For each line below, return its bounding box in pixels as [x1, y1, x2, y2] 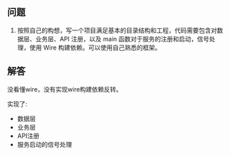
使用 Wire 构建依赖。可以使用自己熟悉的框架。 [29, 43, 162, 52]
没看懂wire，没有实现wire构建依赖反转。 [7, 85, 123, 93]
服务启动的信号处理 [17, 140, 73, 148]
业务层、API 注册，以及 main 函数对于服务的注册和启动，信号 [35, 34, 209, 43]
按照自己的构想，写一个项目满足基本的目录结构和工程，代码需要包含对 [17, 26, 218, 34]
